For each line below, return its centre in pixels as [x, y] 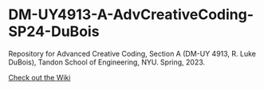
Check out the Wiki [39, 77]
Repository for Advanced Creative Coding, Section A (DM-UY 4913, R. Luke [132, 53]
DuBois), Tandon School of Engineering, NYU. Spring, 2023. [107, 62]
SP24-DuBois [54, 31]
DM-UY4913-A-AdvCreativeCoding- [131, 15]
